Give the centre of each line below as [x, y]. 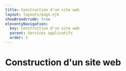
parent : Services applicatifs [41, 33]
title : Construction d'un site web [42, 10]
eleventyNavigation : [27, 24]
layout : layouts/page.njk [32, 14]
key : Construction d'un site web [45, 28]
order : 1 [19, 38]
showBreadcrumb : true [28, 19]
